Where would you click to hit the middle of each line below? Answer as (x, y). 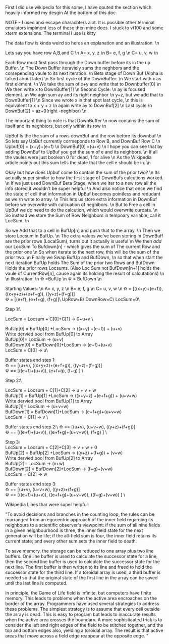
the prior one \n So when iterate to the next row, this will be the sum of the (82, 252)
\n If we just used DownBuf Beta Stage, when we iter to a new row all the (81, 183)
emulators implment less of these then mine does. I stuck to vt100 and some (84, 28)
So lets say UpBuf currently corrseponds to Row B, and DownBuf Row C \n (83, 141)
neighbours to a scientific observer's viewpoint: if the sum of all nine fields (83, 525)
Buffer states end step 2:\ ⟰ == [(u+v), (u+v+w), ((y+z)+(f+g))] (70, 427)
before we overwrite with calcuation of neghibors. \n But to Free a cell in (80, 205)
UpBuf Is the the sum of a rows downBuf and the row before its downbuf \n (83, 136)
